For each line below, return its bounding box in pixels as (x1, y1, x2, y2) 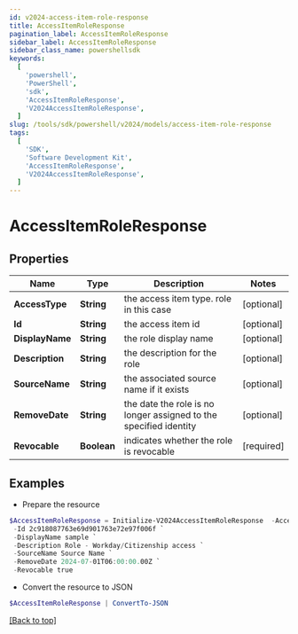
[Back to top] (9, 614, 57, 625)
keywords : (9, 54, 46, 63)
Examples (9, 475, 65, 490)
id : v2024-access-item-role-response (9, 12, 149, 22)
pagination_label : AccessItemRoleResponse (9, 29, 169, 38)
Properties (9, 251, 69, 266)
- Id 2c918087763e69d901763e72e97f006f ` (12, 524, 165, 533)
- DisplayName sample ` (12, 533, 98, 542)
